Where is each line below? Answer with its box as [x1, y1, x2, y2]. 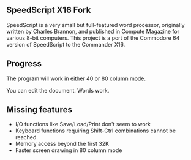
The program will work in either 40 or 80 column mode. [6, 75, 146, 82]
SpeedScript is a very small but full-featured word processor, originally [6, 21, 185, 28]
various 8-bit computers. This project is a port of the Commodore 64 [6, 34, 180, 42]
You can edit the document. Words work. [6, 86, 110, 94]
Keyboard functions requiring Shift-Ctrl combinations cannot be [15, 127, 176, 134]
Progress [6, 58, 42, 69]
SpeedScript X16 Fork [6, 5, 91, 15]
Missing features [6, 104, 72, 115]
